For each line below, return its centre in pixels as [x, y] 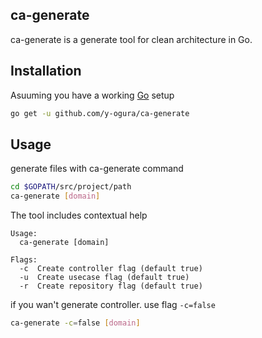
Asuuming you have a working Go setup [92, 95]
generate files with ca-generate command [97, 169]
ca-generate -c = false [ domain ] [75, 323]
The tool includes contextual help [79, 215]
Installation [46, 71]
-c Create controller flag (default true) [111, 269]
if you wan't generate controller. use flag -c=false [113, 305]
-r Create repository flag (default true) [111, 286]
